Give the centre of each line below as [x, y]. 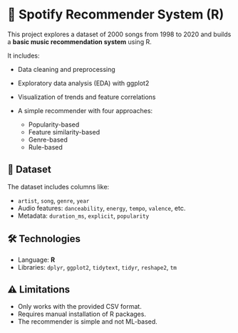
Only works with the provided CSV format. [80, 307]
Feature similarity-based [64, 132]
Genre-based [48, 139]
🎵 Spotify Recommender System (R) [116, 15]
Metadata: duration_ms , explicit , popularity [83, 216]
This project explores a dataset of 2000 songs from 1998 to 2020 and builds [119, 34]
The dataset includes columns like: [58, 186]
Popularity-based [54, 125]
